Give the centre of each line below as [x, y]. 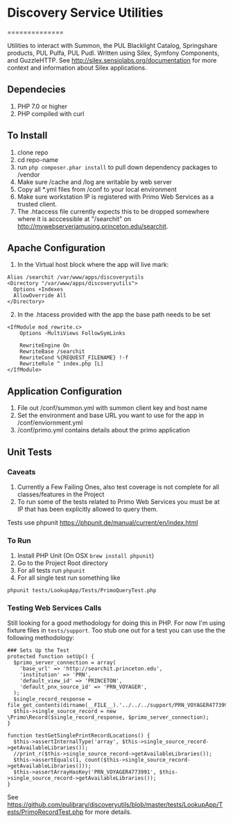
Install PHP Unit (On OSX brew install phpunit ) [86, 556]
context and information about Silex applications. [77, 67]
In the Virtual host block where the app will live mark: [93, 265]
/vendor [28, 174]
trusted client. [37, 204]
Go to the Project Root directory [63, 563]
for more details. [108, 812]
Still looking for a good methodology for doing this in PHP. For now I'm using [116, 623]
